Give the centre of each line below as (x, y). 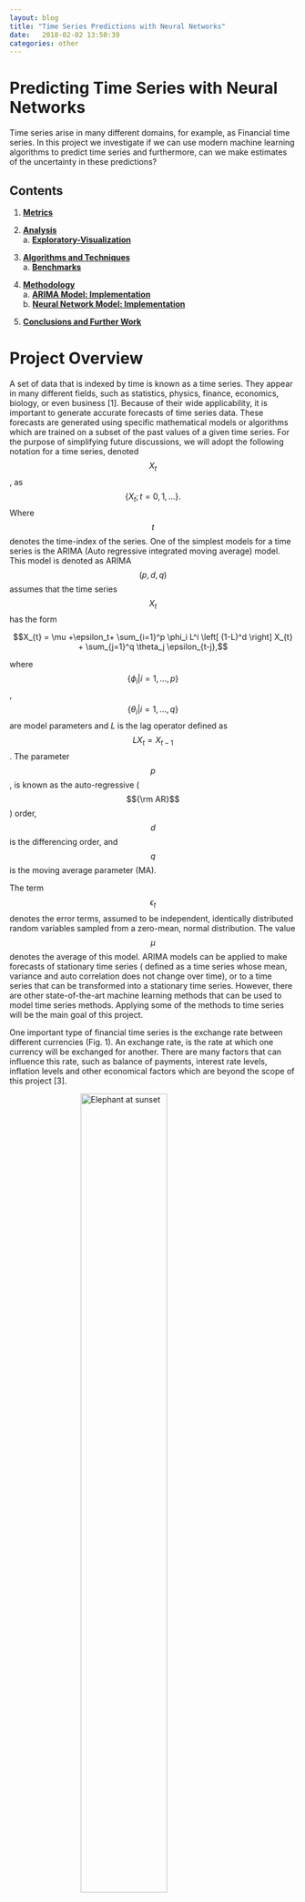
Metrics (37, 212)
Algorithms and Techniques (76, 257)
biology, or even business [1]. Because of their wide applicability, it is (139, 402)
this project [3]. (38, 1081)
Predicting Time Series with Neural (144, 88)
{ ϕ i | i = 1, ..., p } (153, 680)
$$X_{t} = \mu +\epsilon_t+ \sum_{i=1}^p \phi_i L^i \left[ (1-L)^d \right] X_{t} (153, 637)
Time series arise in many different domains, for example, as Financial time (150, 133)
